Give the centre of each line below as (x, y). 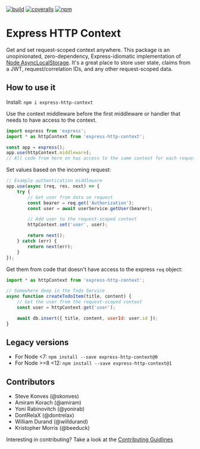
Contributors (31, 382)
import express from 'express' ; (46, 131)
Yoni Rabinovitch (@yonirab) (50, 409)
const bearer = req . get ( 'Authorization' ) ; (81, 203)
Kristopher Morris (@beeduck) (52, 428)
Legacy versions (37, 342)
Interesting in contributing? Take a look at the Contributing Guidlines (90, 439)
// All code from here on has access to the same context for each (92, 158)
